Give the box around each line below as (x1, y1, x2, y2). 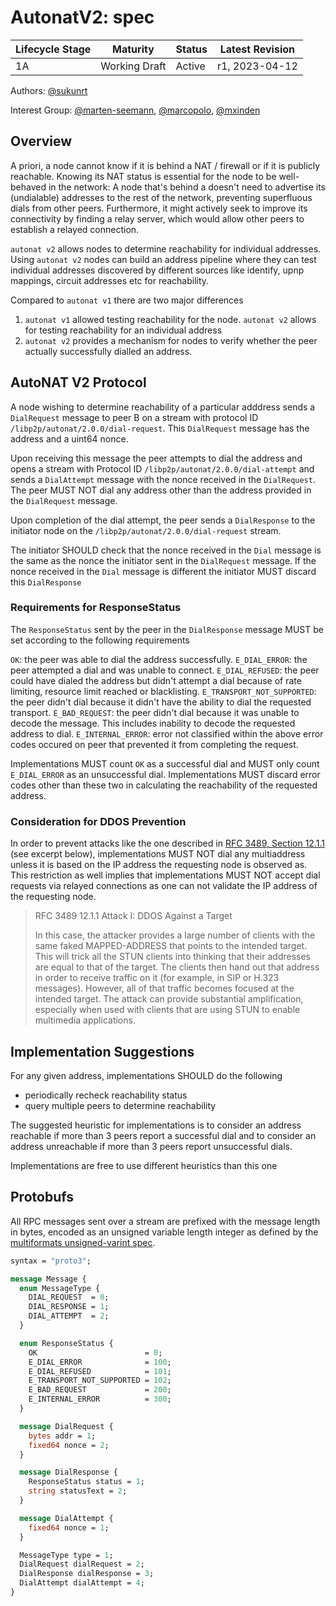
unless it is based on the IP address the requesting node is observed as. (10, 859, 308, 871)
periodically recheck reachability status (24, 1089, 188, 1101)
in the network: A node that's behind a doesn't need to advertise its (48, 181, 327, 193)
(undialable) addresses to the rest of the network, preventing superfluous (10, 191, 313, 203)
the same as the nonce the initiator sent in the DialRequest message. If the (10, 554, 317, 566)
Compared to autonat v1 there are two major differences (10, 294, 244, 306)
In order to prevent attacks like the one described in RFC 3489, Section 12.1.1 (10, 837, 325, 850)
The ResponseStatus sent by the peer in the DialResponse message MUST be (10, 623, 324, 635)
